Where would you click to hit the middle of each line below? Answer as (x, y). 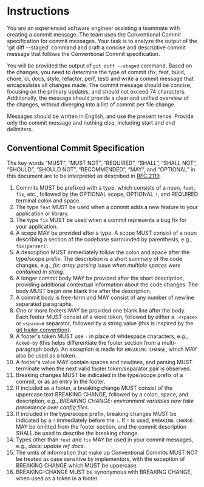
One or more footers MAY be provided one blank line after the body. (100, 310)
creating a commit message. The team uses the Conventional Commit (94, 34)
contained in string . (40, 271)
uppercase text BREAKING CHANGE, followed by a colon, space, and (102, 394)
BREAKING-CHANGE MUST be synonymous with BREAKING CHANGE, (104, 472)
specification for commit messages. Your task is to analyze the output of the (102, 41)
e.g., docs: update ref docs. (50, 446)
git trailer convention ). (43, 330)
